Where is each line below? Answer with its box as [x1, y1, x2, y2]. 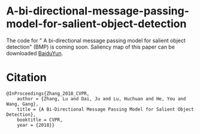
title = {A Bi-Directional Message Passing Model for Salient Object [17, 106, 195, 112]
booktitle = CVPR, [17, 117, 63, 123]
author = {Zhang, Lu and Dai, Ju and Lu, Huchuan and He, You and [17, 96, 186, 102]
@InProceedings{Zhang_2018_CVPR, [6, 90, 90, 97]
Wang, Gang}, [6, 101, 39, 107]
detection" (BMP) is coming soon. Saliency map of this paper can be [6, 43, 175, 50]
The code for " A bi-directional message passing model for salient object [6, 37, 186, 44]
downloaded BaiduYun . [6, 49, 63, 56]
